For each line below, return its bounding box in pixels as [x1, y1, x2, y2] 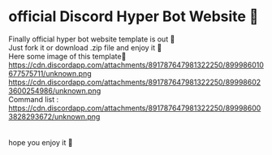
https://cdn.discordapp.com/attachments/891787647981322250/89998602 [8, 77, 261, 87]
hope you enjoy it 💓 [8, 137, 73, 147]
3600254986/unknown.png [8, 85, 101, 96]
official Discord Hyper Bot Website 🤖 [8, 7, 259, 26]
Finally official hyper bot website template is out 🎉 [8, 34, 175, 44]
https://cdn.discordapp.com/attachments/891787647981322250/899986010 [8, 60, 264, 70]
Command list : [8, 94, 59, 104]
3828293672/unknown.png [8, 111, 101, 121]
